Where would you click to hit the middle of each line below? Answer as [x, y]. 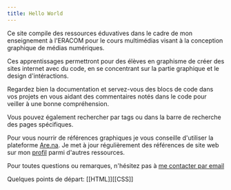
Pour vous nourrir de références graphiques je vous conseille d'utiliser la [110, 138]
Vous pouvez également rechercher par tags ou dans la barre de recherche [114, 117]
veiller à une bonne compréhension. [58, 103]
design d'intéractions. [38, 76]
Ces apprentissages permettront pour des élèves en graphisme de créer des [116, 61]
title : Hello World [35, 13]
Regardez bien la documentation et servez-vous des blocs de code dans [110, 89]
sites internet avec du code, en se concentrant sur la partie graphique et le [113, 68]
